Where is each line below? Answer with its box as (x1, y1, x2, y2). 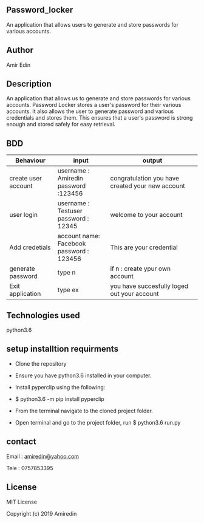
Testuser (57, 207, 83, 215)
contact (6, 437, 36, 447)
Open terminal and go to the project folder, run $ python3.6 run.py (15, 419, 181, 426)
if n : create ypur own (110, 264, 171, 273)
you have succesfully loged (110, 282, 189, 290)
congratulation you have (110, 174, 180, 183)
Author (6, 45, 33, 55)
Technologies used (6, 310, 80, 321)
